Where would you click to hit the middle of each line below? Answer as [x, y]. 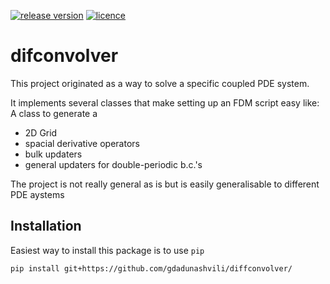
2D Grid [41, 132]
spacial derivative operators [82, 143]
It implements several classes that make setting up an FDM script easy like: [165, 102]
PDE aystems [37, 194]
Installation [46, 226]
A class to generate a [54, 113]
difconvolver [64, 56]
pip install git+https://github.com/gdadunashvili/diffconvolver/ [151, 268]
